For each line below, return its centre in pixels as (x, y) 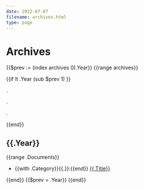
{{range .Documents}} (33, 157)
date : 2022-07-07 (27, 11)
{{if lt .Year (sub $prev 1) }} (39, 79)
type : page (19, 22)
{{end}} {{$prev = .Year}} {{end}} (46, 180)
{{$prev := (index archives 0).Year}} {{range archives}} (72, 67)
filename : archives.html (36, 17)
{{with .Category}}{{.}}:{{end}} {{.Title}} (62, 168)
